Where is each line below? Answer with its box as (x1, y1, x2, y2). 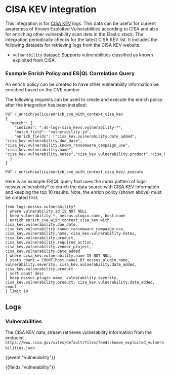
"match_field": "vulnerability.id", (14, 129, 92, 135)
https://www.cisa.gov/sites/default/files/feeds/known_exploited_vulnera (5, 340, 164, 345)
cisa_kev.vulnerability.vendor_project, (5, 245, 92, 250)
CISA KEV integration (5, 4, 97, 15)
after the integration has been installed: (5, 102, 87, 108)
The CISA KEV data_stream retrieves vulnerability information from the (5, 329, 152, 335)
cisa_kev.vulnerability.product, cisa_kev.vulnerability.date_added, (5, 280, 155, 285)
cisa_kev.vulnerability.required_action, (5, 240, 94, 245)
